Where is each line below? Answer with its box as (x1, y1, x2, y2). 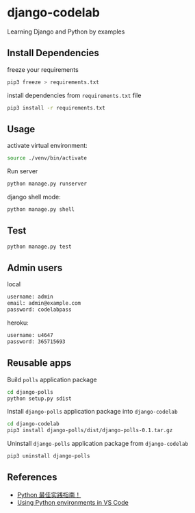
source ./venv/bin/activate (7, 155, 88, 162)
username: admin (7, 293, 53, 301)
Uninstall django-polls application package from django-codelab (7, 440, 189, 448)
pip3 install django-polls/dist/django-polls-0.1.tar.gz (7, 427, 173, 434)
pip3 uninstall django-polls (7, 453, 90, 460)
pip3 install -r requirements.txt (7, 104, 106, 111)
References (7, 471, 57, 484)
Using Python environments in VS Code (16, 498, 129, 506)
